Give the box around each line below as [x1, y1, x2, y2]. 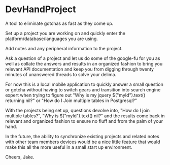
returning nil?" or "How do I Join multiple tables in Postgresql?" [5, 97, 137, 104]
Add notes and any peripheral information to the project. [5, 45, 123, 51]
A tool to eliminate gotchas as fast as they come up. [5, 20, 114, 26]
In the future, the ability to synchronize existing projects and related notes [5, 133, 160, 139]
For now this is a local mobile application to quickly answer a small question [5, 81, 163, 87]
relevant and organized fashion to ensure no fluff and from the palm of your [5, 118, 163, 124]
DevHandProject [5, 4, 76, 15]
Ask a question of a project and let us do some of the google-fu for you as [5, 55, 160, 61]
